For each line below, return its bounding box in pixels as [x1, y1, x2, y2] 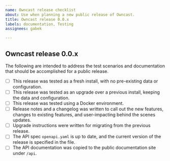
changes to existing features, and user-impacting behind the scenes [12, 112, 156, 118]
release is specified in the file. [12, 139, 76, 145]
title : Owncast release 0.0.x [5, 17, 70, 22]
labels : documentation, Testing [5, 21, 74, 27]
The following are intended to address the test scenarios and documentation [5, 63, 165, 69]
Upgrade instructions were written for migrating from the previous [12, 123, 151, 129]
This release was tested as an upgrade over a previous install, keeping [12, 89, 160, 95]
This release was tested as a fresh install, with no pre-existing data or [12, 78, 158, 84]
